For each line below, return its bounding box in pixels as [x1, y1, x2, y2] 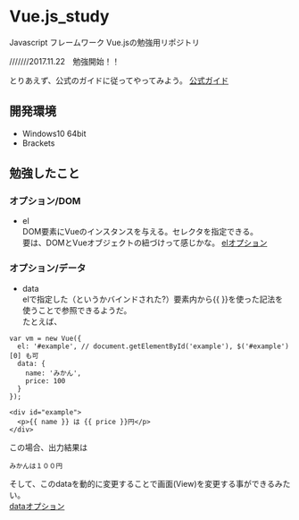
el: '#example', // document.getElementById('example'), [17, 342, 234, 351]
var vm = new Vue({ [9, 334, 82, 343]
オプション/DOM [9, 195, 81, 208]
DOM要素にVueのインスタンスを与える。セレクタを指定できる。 [21, 226, 259, 237]
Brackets [21, 137, 55, 149]
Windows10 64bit [21, 128, 87, 139]
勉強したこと [9, 166, 80, 181]
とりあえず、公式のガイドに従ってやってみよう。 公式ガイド [9, 74, 229, 86]
